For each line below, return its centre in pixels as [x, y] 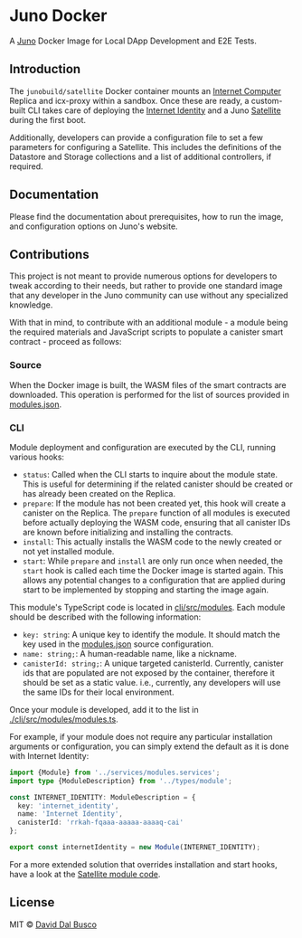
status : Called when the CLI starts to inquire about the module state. [150, 474]
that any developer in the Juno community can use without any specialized [149, 296]
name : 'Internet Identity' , [71, 814]
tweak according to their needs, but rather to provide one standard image [146, 286]
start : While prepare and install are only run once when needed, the [152, 561]
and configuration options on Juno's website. [94, 226]
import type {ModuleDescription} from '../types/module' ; [121, 781]
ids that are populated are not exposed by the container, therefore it [149, 673]
